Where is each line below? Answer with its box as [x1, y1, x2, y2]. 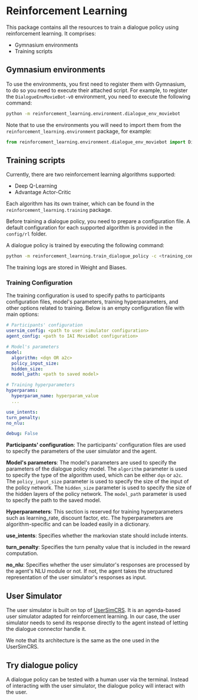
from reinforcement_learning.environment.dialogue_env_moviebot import [6, 139, 186, 145]
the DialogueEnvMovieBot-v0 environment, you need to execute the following [6, 93, 190, 100]
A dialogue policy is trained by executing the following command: [6, 242, 165, 249]
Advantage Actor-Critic [14, 189, 71, 196]
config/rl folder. [6, 230, 47, 237]
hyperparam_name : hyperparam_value [11, 393, 99, 399]
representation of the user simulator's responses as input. [6, 574, 147, 581]
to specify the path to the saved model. [6, 497, 101, 504]
